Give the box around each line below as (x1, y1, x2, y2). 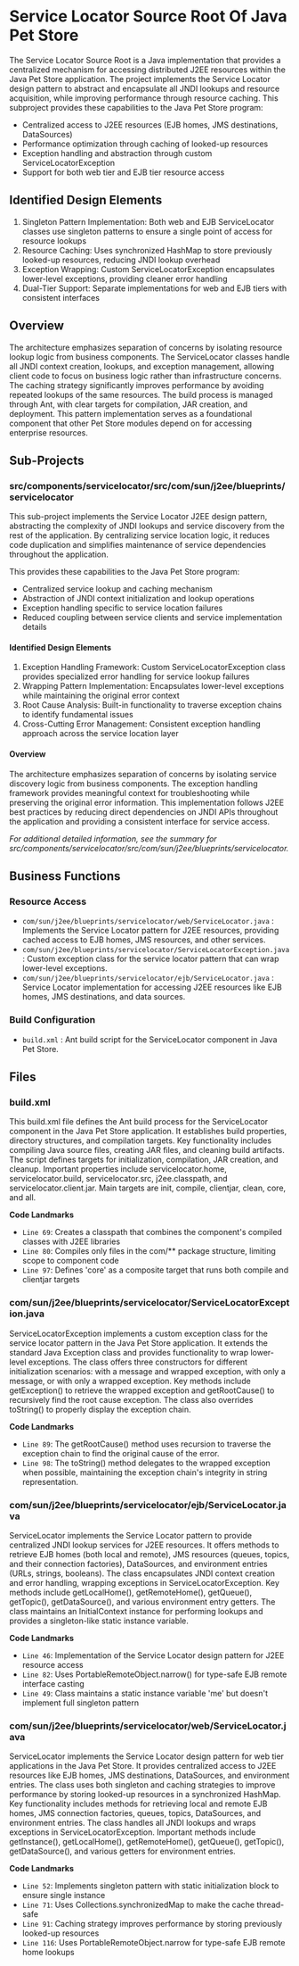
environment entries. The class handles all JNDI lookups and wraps (9, 1818, 256, 1829)
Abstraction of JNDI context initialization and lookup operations (21, 593, 255, 604)
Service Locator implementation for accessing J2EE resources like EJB (21, 982, 282, 992)
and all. (9, 1192, 36, 1203)
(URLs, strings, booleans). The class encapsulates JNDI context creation (9, 1568, 276, 1579)
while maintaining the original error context (21, 690, 180, 701)
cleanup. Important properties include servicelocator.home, (9, 1164, 227, 1174)
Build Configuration (9, 1014, 96, 1026)
